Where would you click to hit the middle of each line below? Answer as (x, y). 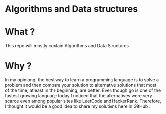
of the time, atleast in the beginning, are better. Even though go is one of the (83, 90)
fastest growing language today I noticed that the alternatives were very (79, 96)
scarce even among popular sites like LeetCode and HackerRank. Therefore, (83, 101)
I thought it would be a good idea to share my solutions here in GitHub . (78, 106)
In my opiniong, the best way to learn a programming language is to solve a (82, 80)
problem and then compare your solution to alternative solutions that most (81, 85)
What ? (20, 32)
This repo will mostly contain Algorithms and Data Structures (67, 46)
